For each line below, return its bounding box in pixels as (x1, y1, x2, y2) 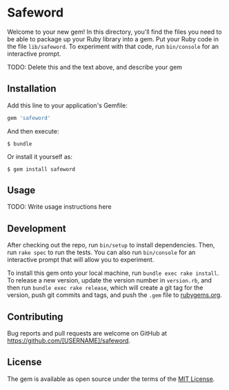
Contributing (7, 311, 63, 322)
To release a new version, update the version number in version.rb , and (7, 276, 212, 285)
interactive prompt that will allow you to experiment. (7, 256, 155, 264)
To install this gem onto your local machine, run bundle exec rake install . (7, 269, 219, 277)
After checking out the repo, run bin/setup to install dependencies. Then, (7, 241, 215, 249)
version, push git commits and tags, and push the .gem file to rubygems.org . (7, 291, 223, 299)
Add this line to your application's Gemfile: (7, 101, 128, 110)
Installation (7, 83, 57, 94)
